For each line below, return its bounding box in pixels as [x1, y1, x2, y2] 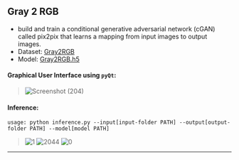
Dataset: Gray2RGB [17, 47, 75, 55]
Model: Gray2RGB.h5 [17, 55, 80, 63]
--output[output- [179, 119, 231, 127]
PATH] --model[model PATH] [29, 125, 110, 132]
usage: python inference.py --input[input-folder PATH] [7, 119, 176, 127]
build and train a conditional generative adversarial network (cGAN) [17, 24, 216, 33]
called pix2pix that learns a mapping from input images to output [17, 32, 208, 41]
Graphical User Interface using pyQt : [7, 71, 117, 80]
